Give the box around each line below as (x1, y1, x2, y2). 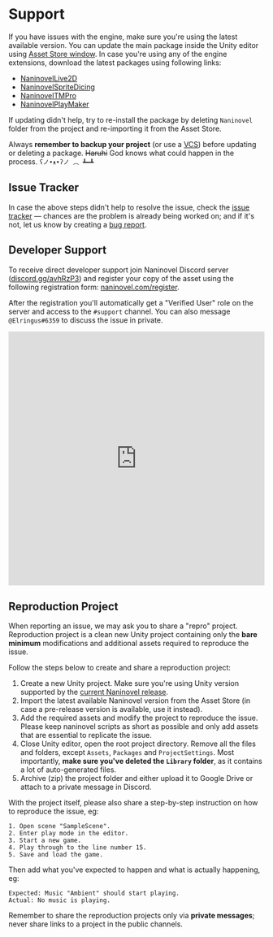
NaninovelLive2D (19, 73, 78, 83)
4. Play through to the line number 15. (8, 844, 148, 852)
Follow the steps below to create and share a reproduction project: (8, 663, 232, 673)
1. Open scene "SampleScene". (8, 822, 111, 831)
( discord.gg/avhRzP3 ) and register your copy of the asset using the (8, 273, 234, 283)
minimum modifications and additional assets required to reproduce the (8, 639, 249, 649)
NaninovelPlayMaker (19, 99, 89, 109)
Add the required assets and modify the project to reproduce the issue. (19, 713, 258, 723)
